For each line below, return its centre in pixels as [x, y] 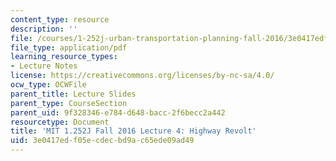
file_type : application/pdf [69, 47]
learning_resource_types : [64, 57]
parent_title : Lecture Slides [73, 94]
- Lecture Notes [44, 66]
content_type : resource [60, 19]
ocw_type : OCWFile [48, 85]
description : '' [44, 29]
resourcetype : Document [60, 122]
